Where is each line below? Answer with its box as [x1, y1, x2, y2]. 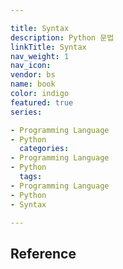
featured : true [10, 97, 74, 108]
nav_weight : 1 [10, 51, 70, 61]
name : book [10, 79, 56, 90]
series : [10, 107, 43, 117]
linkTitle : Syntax [10, 42, 87, 52]
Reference [10, 245, 77, 262]
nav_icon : [10, 61, 52, 71]
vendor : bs [10, 70, 56, 80]
